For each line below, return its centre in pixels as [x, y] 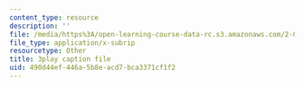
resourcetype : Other [48, 51]
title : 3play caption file [60, 59]
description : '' [40, 26]
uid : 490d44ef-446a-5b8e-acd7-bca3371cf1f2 [93, 68]
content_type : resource [54, 17]
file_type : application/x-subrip [72, 43]
